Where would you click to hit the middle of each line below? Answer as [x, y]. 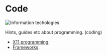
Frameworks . [26, 47]
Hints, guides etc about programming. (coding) [54, 32]
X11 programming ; [31, 42]
